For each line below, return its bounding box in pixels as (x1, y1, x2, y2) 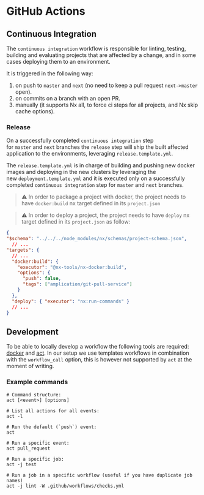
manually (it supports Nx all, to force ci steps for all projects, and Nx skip (15, 101, 199, 108)
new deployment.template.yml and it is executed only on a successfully (6, 175, 185, 182)
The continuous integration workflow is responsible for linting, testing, (6, 45, 186, 52)
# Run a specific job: (6, 456, 64, 462)
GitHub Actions (6, 4, 86, 18)
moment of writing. (6, 363, 54, 370)
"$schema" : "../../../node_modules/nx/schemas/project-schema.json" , (6, 236, 188, 242)
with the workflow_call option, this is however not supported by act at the (6, 356, 192, 363)
